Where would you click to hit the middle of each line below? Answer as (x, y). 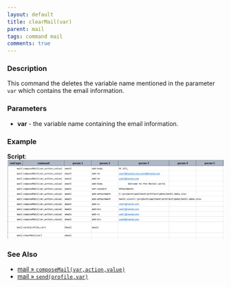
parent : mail (26, 29)
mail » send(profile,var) (53, 276)
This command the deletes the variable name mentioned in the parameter (111, 83)
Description (27, 69)
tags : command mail (35, 36)
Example (22, 141)
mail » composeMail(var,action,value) (71, 269)
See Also (22, 254)
